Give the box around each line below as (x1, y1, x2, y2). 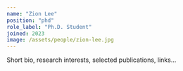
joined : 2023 (6, 30, 45, 37)
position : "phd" (6, 17, 54, 24)
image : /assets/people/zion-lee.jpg (6, 37, 114, 44)
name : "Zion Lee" (6, 10, 58, 18)
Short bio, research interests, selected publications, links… (6, 56, 177, 64)
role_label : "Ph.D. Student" (6, 23, 92, 30)
